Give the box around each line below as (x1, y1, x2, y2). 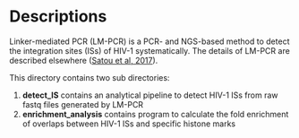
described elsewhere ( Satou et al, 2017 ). (9, 55, 158, 65)
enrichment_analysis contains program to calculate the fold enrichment (21, 108, 289, 119)
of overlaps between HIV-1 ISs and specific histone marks (21, 118, 235, 129)
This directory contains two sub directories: (9, 72, 170, 82)
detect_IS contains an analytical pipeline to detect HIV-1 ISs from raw (21, 90, 279, 100)
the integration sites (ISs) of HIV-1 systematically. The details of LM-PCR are (9, 45, 291, 56)
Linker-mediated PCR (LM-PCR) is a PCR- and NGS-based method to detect (9, 36, 290, 47)
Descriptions (9, 6, 107, 27)
